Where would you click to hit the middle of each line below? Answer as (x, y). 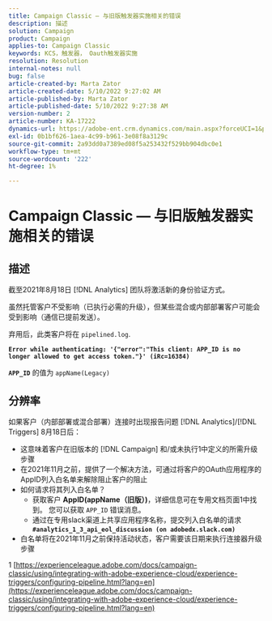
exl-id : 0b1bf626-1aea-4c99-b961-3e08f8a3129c (88, 136)
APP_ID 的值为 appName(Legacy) (59, 372)
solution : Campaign (41, 31)
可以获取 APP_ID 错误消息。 (100, 509)
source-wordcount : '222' (50, 159)
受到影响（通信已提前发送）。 (56, 317)
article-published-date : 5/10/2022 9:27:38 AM (88, 106)
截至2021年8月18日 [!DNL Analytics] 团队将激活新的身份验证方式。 (119, 290)
